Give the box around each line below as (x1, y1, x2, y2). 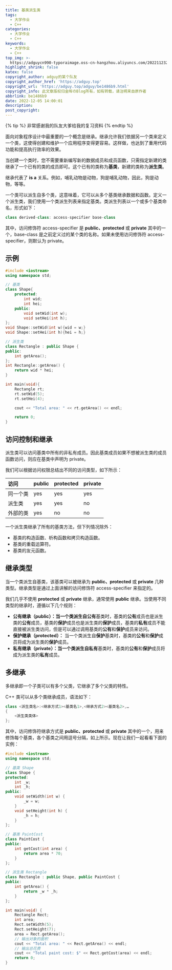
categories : (5, 27, 31, 32)
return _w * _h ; (24, 889, 58, 894)
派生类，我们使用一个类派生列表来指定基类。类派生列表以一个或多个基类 (9, 198, 162, 204)
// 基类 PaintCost (5, 832, 43, 837)
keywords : (5, 41, 27, 46)
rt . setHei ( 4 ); (14, 396, 45, 401)
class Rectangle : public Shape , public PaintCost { (5, 874, 120, 880)
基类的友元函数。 (12, 547, 49, 554)
